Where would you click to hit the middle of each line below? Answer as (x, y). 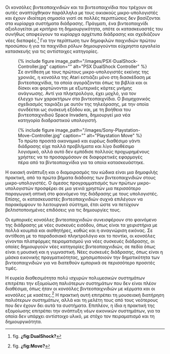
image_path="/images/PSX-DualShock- (97, 61)
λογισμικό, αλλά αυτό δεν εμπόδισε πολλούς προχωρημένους (84, 151)
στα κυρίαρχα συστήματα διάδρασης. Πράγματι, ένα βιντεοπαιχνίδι (77, 23)
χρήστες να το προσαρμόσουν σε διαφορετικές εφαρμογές (80, 157)
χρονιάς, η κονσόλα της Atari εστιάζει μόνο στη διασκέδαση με (84, 77)
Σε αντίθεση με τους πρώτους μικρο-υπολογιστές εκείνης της (83, 72)
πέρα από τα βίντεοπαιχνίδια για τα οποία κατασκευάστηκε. (81, 162)
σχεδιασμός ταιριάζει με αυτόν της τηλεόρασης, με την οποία (83, 104)
